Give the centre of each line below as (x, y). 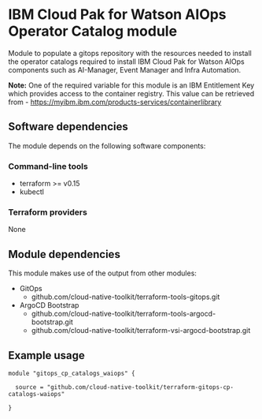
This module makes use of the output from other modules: (102, 273)
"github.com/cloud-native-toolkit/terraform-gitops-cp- (140, 387)
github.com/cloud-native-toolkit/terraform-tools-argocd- (124, 314)
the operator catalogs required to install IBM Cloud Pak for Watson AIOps (127, 62)
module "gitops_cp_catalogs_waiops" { (72, 373)
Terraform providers (48, 212)
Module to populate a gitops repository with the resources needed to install (130, 53)
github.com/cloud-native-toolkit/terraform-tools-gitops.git (125, 297)
